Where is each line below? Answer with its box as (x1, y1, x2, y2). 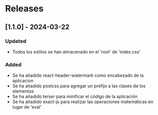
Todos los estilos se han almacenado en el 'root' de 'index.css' (12, 49, 141, 55)
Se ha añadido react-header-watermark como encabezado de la (12, 72, 144, 78)
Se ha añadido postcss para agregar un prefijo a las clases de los (12, 83, 146, 89)
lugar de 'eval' (12, 104, 42, 110)
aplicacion (12, 78, 34, 84)
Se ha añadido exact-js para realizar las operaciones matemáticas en (12, 99, 154, 105)
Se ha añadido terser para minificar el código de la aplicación (12, 94, 138, 100)
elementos (12, 88, 34, 94)
